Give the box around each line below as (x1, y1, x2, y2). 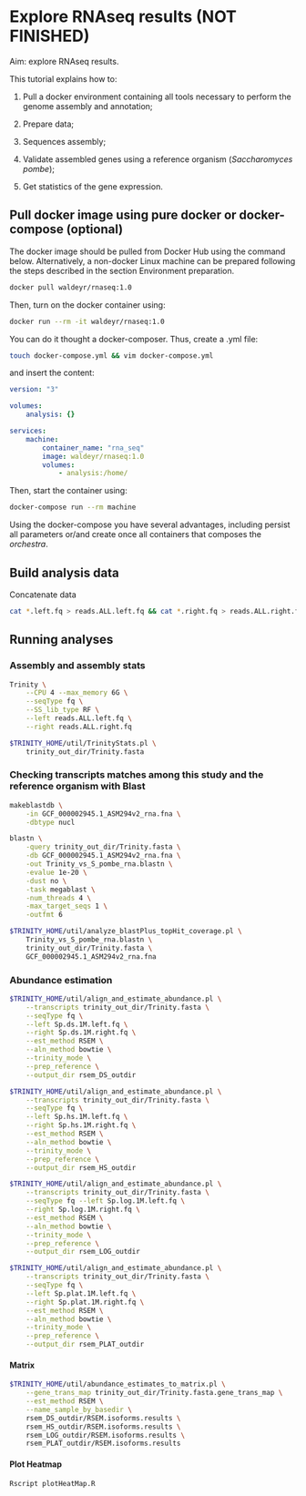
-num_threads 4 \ (25, 893, 92, 902)
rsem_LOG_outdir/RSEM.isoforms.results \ (25, 1430, 185, 1440)
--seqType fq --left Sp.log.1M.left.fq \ (25, 1196, 185, 1206)
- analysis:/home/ (57, 469, 128, 478)
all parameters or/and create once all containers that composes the (9, 529, 262, 540)
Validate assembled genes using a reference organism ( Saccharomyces (22, 153, 293, 165)
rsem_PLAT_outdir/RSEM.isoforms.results (25, 1439, 181, 1449)
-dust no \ (25, 876, 67, 885)
